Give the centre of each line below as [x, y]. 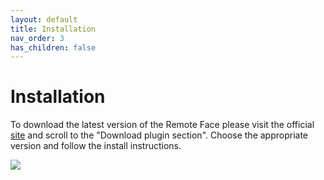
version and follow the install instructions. [96, 146]
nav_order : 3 [37, 38]
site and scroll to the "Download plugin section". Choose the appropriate [159, 135]
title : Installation [53, 29]
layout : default [44, 19]
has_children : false [53, 47]
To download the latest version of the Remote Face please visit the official [162, 125]
